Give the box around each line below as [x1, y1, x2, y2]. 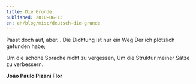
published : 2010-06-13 [6, 14, 63, 20]
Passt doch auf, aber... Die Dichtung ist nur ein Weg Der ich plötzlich [6, 37, 175, 44]
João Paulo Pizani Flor [6, 73, 63, 80]
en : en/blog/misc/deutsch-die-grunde [6, 20, 101, 26]
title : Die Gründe [6, 8, 52, 15]
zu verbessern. [6, 61, 44, 68]
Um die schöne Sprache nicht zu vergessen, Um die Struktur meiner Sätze [6, 55, 190, 62]
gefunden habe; [6, 43, 46, 50]
